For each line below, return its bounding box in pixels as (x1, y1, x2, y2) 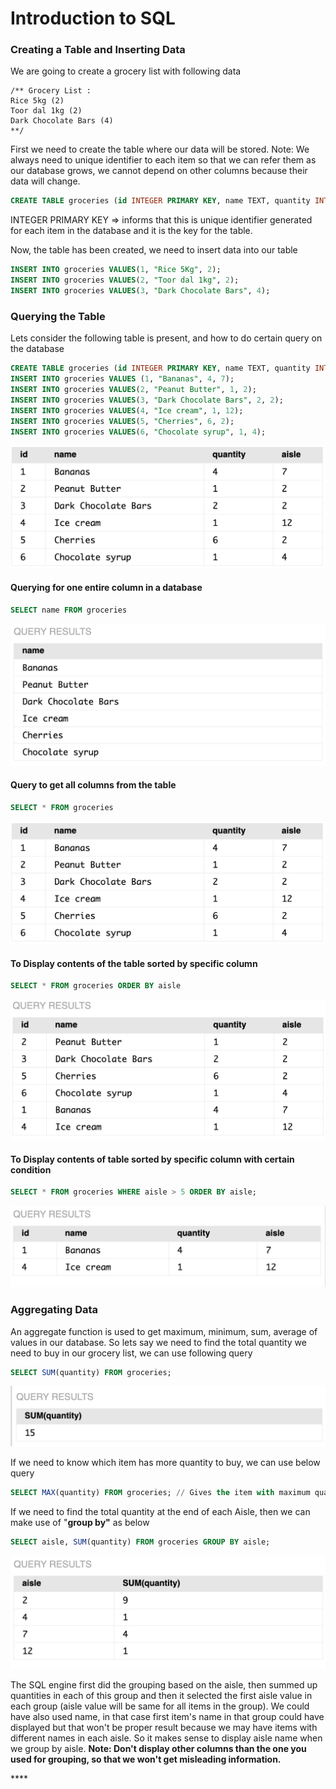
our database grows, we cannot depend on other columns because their (10, 165, 308, 177)
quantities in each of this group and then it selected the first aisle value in (10, 1689, 313, 1701)
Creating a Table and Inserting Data (10, 43, 186, 57)
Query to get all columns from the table (10, 779, 177, 791)
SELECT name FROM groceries (10, 605, 128, 615)
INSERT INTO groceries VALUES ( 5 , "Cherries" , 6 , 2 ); (10, 416, 235, 426)
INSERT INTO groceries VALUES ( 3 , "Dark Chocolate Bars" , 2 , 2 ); (10, 395, 284, 405)
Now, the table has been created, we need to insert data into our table (10, 244, 298, 256)
